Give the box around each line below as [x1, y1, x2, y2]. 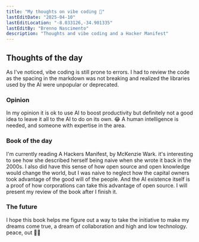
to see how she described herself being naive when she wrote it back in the [6, 157, 192, 164]
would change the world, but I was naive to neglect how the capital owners [6, 169, 189, 176]
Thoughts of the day [6, 53, 83, 63]
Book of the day [6, 137, 52, 145]
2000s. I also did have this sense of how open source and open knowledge [6, 163, 190, 170]
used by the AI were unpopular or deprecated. [6, 81, 119, 88]
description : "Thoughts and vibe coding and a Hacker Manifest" [6, 31, 169, 37]
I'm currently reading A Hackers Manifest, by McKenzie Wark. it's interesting [6, 150, 193, 157]
